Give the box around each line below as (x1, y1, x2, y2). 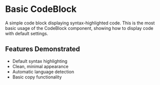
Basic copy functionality (12, 74, 62, 80)
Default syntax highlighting (12, 58, 68, 64)
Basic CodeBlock (5, 3, 77, 15)
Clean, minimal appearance (12, 63, 69, 69)
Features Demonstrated (5, 45, 80, 53)
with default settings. (5, 30, 48, 36)
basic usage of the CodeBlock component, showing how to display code (5, 25, 154, 31)
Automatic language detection (12, 69, 75, 75)
